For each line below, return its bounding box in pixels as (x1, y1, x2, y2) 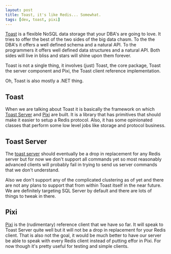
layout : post (5, 7, 33, 13)
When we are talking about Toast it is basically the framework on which (5, 106, 155, 112)
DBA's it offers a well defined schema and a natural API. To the (5, 42, 136, 48)
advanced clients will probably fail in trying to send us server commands (5, 162, 158, 167)
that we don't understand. (5, 167, 60, 173)
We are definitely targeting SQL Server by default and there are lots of (5, 188, 152, 194)
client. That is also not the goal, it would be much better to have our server (5, 232, 162, 238)
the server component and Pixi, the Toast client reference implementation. (5, 68, 161, 74)
